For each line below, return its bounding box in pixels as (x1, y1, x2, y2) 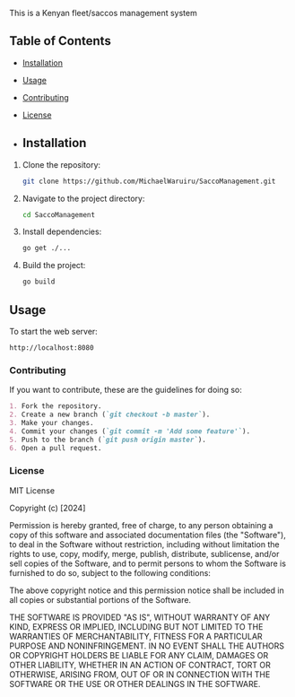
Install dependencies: (22, 226, 102, 237)
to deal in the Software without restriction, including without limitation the (9, 538, 280, 550)
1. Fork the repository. (9, 402, 102, 411)
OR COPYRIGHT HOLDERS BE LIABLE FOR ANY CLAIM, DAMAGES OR (9, 649, 269, 660)
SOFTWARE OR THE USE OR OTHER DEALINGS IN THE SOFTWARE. (9, 678, 261, 689)
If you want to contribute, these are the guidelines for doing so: (9, 385, 242, 396)
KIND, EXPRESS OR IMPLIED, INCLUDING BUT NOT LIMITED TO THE (9, 621, 264, 632)
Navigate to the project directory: (22, 193, 145, 204)
